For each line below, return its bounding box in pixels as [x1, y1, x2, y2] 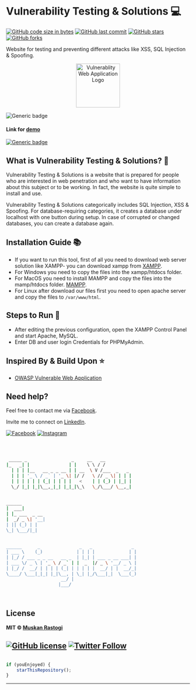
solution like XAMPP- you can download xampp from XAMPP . [14, 262, 162, 269]
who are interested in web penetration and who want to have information [6, 177, 181, 185]
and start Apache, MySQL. [14, 332, 79, 339]
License [6, 609, 36, 619]
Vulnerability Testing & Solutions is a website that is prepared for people [6, 171, 179, 178]
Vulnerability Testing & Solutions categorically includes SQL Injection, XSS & [6, 201, 190, 208]
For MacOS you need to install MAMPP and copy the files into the [14, 275, 172, 282]
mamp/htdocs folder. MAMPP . [14, 281, 87, 288]
